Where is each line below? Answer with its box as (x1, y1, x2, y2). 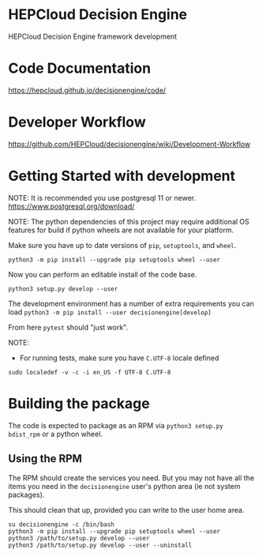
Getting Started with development (8, 167, 236, 185)
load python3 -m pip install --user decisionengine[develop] (8, 307, 211, 317)
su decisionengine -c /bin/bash (8, 520, 114, 529)
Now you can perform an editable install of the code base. (8, 269, 197, 279)
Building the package (8, 394, 150, 412)
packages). (8, 490, 45, 499)
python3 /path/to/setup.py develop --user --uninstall (8, 541, 193, 549)
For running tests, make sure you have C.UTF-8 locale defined (19, 353, 219, 363)
